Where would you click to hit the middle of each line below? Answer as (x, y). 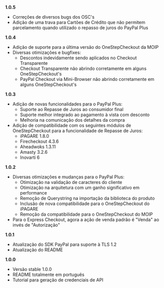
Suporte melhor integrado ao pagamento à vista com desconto (85, 115)
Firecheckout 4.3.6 (39, 141)
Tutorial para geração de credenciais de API (58, 280)
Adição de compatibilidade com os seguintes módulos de (72, 125)
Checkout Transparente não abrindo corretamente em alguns (83, 68)
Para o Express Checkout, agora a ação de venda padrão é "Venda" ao (86, 220)
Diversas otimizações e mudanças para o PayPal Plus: (68, 177)
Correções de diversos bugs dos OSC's (53, 17)
